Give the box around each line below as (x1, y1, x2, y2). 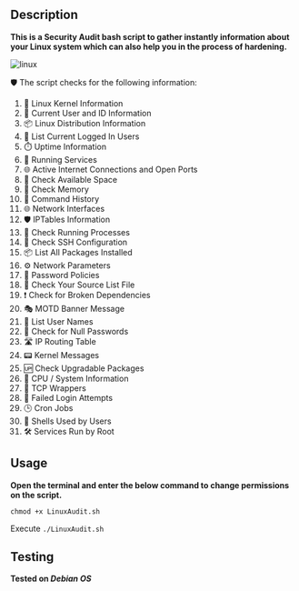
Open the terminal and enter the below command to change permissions (10, 479, 290, 490)
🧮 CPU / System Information (23, 373, 129, 384)
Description (10, 7, 78, 23)
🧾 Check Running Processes (23, 226, 131, 237)
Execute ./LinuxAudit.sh (10, 523, 105, 534)
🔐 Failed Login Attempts (23, 392, 113, 403)
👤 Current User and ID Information (23, 107, 152, 118)
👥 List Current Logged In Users (23, 131, 140, 142)
